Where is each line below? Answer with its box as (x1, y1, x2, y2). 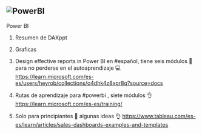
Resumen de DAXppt (15, 34, 68, 41)
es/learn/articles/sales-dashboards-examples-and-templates (15, 121, 169, 128)
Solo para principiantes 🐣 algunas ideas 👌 (15, 112, 121, 119)
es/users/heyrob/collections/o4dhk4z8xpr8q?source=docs (15, 79, 163, 87)
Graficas (15, 45, 37, 53)
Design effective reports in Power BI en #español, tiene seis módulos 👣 (15, 57, 193, 64)
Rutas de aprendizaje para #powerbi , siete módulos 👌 (15, 92, 153, 99)
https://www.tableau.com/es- (122, 112, 196, 119)
